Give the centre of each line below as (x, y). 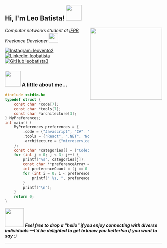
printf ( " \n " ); (38, 187)
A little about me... (44, 84)
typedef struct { (23, 99)
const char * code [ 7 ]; (36, 104)
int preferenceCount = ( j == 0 (55, 169)
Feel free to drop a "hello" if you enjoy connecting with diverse (91, 225)
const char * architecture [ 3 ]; (45, 113)
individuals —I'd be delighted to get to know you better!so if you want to (81, 231)
